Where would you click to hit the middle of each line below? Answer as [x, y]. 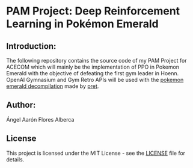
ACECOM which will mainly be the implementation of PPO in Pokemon [93, 67]
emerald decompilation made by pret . [53, 86]
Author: [21, 105]
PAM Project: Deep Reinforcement [93, 11]
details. [15, 159]
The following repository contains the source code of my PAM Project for [97, 61]
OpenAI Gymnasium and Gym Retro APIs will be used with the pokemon [95, 80]
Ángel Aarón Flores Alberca [40, 119]
